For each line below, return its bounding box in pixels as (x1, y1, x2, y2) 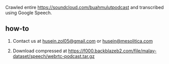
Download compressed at (12, 48, 68, 54)
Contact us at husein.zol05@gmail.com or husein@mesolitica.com (12, 38, 153, 44)
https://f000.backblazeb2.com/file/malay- (68, 48, 157, 54)
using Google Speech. (5, 10, 52, 16)
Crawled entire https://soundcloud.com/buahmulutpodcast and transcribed (5, 5, 164, 10)
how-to (5, 24, 29, 33)
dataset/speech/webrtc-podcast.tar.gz (12, 53, 95, 59)
